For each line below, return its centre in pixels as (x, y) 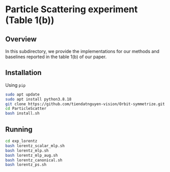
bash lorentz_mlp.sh (27, 151)
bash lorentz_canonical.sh (34, 160)
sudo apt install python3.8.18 (38, 99)
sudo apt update (22, 94)
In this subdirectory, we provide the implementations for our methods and (82, 51)
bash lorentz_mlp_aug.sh (32, 155)
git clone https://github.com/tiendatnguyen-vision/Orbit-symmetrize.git (85, 104)
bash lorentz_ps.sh (26, 165)
